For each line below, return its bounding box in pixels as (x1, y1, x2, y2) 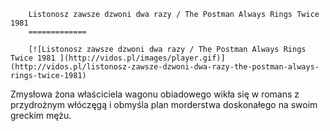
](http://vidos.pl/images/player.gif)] (59, 53, 226, 63)
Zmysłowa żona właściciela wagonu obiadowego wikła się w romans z (10, 88, 300, 100)
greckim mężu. (10, 110, 72, 121)
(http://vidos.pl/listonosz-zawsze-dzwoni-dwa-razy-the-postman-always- (10, 62, 320, 72)
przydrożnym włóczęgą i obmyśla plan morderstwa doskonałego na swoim (10, 99, 318, 110)
